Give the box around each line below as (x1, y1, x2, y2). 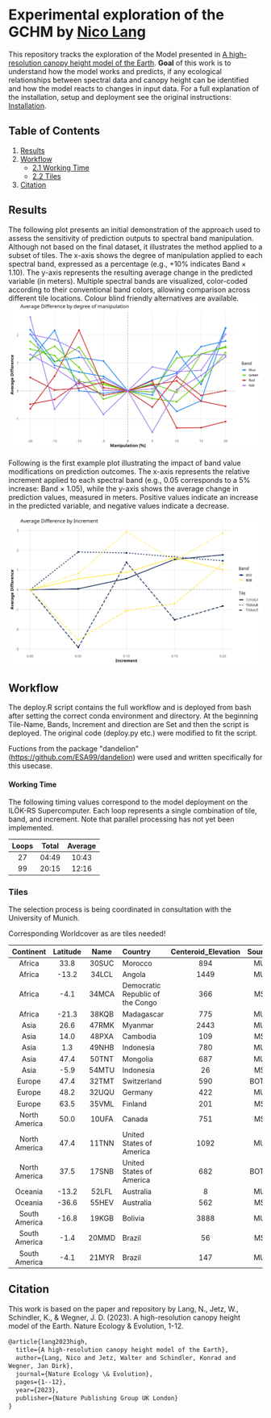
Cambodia (122, 1032, 157, 1042)
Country (122, 946, 151, 956)
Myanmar (122, 1020, 155, 1029)
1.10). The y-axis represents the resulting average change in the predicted (8, 268, 253, 277)
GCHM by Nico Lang (8, 23, 147, 41)
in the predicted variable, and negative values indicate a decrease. (8, 501, 230, 511)
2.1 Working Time (31, 163, 90, 173)
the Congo (122, 998, 157, 1008)
